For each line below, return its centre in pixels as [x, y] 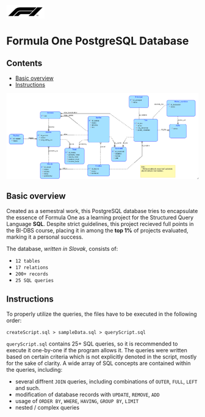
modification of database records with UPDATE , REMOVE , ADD [87, 394]
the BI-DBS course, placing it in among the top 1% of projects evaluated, [97, 230]
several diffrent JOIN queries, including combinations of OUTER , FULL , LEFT [106, 381]
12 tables [28, 261]
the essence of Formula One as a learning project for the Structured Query [100, 217]
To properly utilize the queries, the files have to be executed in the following [102, 314]
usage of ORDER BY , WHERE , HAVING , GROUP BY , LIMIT [77, 401]
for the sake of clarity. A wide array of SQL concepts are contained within [99, 363]
